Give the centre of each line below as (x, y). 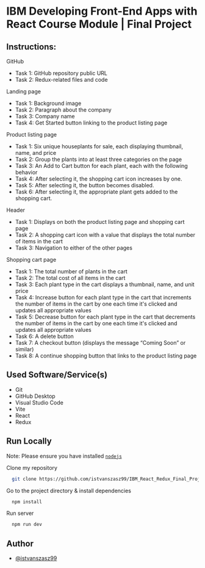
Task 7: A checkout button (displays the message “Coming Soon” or (100, 343)
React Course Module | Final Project (99, 24)
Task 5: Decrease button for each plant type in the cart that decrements (105, 317)
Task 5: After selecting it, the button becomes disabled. (85, 185)
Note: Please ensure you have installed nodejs (64, 456)
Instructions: (31, 47)
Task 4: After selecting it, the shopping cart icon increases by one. (99, 179)
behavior (26, 172)
